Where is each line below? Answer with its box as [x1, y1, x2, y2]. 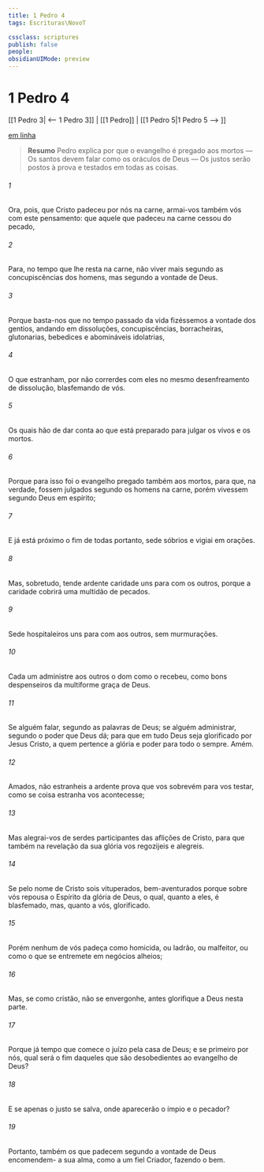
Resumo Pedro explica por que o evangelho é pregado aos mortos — [27, 145, 253, 155]
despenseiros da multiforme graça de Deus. [8, 680, 151, 689]
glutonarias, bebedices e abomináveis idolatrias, [8, 332, 165, 342]
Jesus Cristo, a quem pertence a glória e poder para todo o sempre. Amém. [8, 740, 255, 749]
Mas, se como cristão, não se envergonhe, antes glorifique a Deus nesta [8, 994, 244, 1003]
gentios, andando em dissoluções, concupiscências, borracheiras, [8, 324, 224, 333]
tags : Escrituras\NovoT [8, 19, 87, 27]
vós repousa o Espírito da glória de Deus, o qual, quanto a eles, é [8, 892, 219, 901]
